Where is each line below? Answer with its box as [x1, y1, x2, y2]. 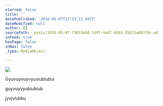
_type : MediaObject [5, 49, 46, 53]
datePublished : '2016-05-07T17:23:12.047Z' [5, 16, 97, 21]
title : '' [5, 12, 26, 17]
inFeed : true [5, 35, 32, 40]
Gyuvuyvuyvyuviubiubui [5, 76, 54, 82]
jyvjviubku [5, 95, 26, 101]
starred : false [5, 7, 37, 12]
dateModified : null [5, 21, 46, 26]
